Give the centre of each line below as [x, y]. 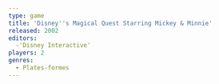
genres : [21, 61]
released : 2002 [34, 30]
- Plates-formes [42, 68]
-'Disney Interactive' [53, 46]
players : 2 [26, 53]
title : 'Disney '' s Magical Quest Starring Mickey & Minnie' [111, 23]
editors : [23, 38]
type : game [26, 16]
